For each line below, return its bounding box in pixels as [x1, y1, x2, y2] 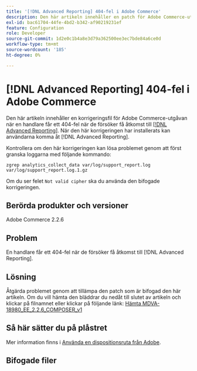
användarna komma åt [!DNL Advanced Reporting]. [6, 133, 130, 140]
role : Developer [6, 30, 46, 36]
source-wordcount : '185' [6, 47, 67, 53]
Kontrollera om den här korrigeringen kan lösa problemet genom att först [6, 144, 182, 151]
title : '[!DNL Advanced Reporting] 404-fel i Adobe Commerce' [6, 8, 161, 15]
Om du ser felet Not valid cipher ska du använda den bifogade [6, 177, 160, 185]
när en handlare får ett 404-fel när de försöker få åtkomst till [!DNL [6, 121, 167, 128]
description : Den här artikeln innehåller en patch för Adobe [6, 14, 161, 20]
